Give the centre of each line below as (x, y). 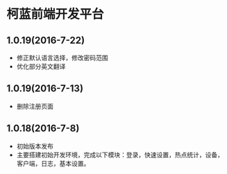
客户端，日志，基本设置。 (53, 163)
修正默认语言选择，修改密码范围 (62, 58)
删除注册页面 (35, 106)
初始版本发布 (35, 146)
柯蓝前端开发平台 (56, 14)
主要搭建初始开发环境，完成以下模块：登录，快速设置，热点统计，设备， (120, 155)
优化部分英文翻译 (41, 66)
